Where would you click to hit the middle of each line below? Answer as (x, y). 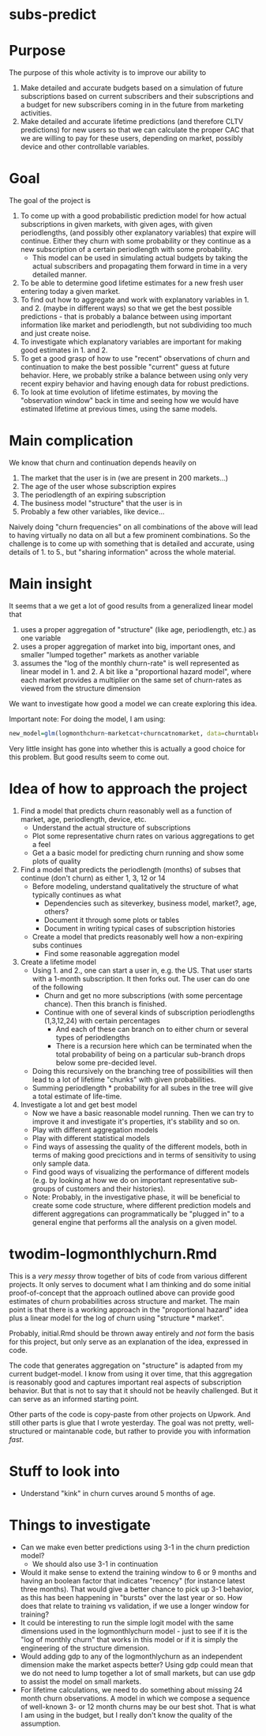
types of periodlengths (93, 1037)
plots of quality (56, 861)
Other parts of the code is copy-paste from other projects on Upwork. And (130, 1414)
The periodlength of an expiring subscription (93, 495)
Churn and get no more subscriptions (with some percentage (143, 995)
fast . (17, 1439)
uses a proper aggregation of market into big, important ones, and (128, 646)
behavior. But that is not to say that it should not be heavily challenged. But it (133, 1390)
